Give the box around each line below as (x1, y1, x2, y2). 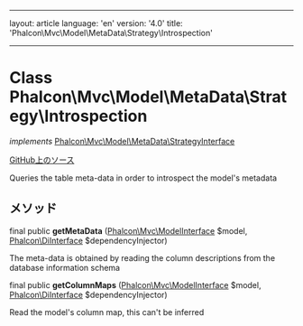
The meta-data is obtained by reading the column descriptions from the (9, 252, 276, 263)
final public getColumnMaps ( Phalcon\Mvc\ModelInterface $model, (9, 279, 262, 290)
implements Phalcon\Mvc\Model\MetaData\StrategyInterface (9, 135, 235, 146)
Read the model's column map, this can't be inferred (9, 306, 205, 317)
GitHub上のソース (9, 154, 75, 165)
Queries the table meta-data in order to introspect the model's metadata (9, 172, 278, 183)
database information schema (9, 262, 120, 273)
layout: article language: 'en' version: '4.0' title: (9, 18, 183, 28)
